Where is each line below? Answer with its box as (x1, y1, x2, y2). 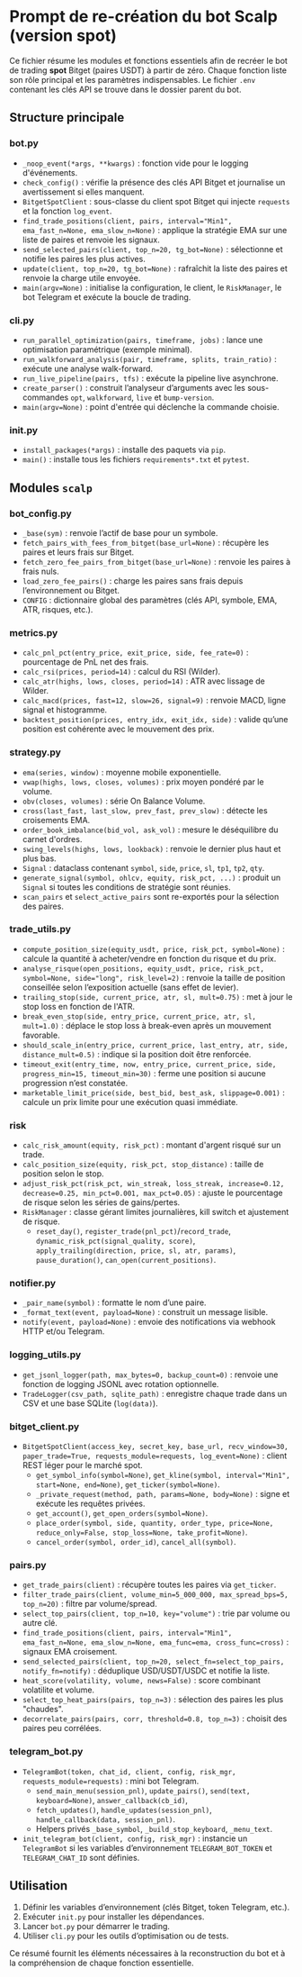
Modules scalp (9, 480, 93, 495)
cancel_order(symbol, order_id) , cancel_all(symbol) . (35, 1536, 236, 1546)
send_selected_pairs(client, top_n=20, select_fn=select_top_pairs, (22, 1657, 285, 1667)
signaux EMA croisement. (22, 1646, 118, 1657)
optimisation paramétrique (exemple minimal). (22, 344, 193, 355)
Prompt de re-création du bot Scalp (9, 6, 279, 27)
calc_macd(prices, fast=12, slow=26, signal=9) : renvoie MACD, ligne (22, 695, 286, 706)
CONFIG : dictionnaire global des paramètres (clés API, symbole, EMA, (22, 594, 278, 605)
